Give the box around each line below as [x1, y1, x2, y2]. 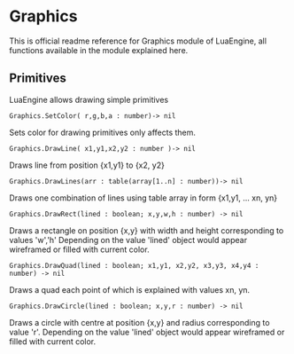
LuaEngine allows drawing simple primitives [9, 94, 169, 105]
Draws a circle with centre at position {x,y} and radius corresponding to [9, 317, 270, 327]
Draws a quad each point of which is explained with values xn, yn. [9, 284, 251, 295]
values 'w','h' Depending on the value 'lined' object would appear [9, 234, 248, 245]
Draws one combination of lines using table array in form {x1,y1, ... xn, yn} [9, 193, 278, 203]
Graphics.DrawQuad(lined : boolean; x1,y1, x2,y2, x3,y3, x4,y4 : [9, 261, 259, 270]
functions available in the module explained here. [9, 44, 189, 55]
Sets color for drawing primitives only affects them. [9, 127, 197, 138]
